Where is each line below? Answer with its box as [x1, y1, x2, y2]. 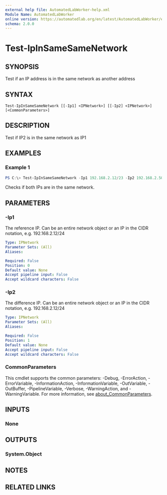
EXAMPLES [5, 149, 41, 158]
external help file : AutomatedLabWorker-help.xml [5, 7, 110, 12]
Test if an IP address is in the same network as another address [5, 76, 135, 82]
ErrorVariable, [5, 380, 34, 386]
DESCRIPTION [5, 121, 50, 130]
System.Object [5, 451, 42, 458]
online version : [5, 16, 39, 21]
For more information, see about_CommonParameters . [41, 391, 153, 397]
